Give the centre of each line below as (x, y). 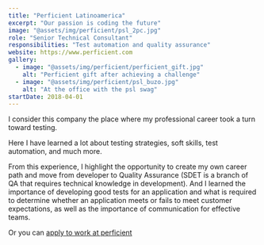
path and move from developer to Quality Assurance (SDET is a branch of (128, 175)
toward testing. (33, 128)
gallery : (23, 60)
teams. (19, 217)
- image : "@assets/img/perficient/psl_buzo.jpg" (97, 82)
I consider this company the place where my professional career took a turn (132, 119)
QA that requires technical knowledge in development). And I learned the (127, 184)
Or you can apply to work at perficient (70, 233)
